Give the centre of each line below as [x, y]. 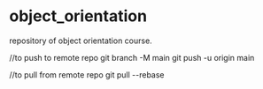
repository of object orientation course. [81, 41]
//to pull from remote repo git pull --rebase [87, 74]
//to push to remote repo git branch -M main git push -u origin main [132, 57]
